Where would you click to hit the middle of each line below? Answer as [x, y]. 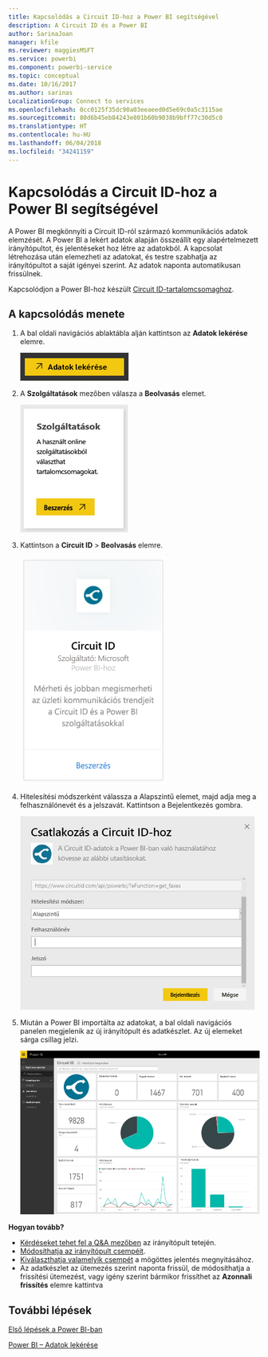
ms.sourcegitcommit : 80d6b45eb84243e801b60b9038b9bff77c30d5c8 [116, 118]
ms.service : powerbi [43, 59]
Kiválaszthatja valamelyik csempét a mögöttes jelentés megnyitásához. [136, 1260]
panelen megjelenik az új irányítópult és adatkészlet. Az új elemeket [131, 1031]
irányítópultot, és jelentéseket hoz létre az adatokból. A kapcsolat [116, 248]
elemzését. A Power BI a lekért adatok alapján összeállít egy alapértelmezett [134, 239]
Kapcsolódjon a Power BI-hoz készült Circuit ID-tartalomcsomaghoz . [121, 289]
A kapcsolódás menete [67, 314]
